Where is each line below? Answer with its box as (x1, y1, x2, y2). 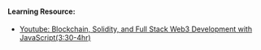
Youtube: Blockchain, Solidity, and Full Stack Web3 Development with (19, 24, 253, 34)
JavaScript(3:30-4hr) (19, 33, 91, 43)
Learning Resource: (7, 6, 76, 16)
